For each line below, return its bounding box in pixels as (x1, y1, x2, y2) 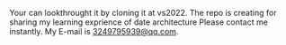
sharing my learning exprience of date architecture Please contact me (9, 17, 268, 27)
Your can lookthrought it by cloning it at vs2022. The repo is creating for (9, 8, 277, 18)
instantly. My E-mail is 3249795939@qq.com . (9, 26, 179, 36)
